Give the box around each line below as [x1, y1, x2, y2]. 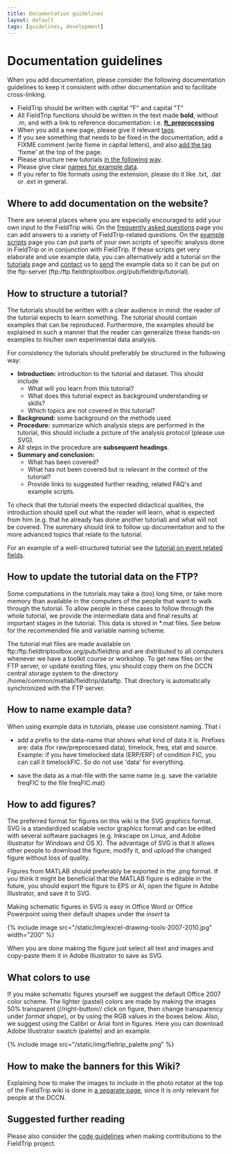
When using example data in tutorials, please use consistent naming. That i [7, 722, 221, 731]
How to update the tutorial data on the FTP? [7, 571, 199, 583]
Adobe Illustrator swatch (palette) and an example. [7, 1027, 152, 1036]
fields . [7, 551, 26, 559]
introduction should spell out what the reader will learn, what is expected [7, 508, 215, 516]
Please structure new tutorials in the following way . [17, 155, 163, 163]
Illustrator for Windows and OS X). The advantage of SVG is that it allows [7, 839, 215, 847]
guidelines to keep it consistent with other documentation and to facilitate [7, 83, 217, 91]
